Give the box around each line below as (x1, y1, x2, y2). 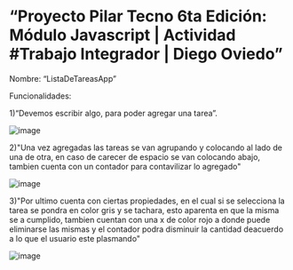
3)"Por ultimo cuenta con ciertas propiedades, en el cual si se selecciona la (9, 195, 286, 206)
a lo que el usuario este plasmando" (9, 233, 140, 243)
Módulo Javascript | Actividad (9, 25, 236, 45)
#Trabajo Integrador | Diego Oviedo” (9, 44, 283, 64)
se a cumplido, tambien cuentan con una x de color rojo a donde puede (9, 214, 271, 225)
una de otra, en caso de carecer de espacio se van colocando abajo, (9, 151, 260, 162)
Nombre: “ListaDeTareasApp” (9, 73, 117, 83)
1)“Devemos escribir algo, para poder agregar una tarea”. (9, 107, 218, 118)
